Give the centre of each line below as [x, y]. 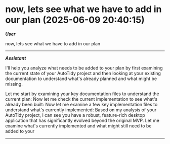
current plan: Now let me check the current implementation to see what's [81, 99]
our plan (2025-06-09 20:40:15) [75, 20]
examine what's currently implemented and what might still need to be [78, 126]
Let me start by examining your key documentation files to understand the [82, 94]
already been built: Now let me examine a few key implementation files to [81, 104]
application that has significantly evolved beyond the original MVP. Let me [82, 120]
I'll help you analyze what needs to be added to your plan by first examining [84, 68]
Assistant [16, 58]
